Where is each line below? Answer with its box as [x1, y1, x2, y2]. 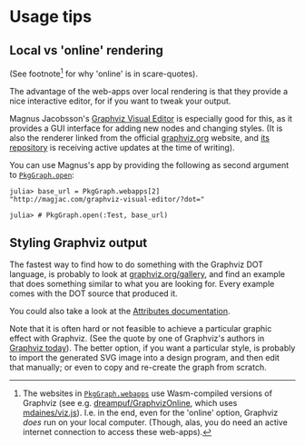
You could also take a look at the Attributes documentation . [9, 306, 231, 317]
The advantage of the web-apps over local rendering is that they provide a [9, 85, 289, 96]
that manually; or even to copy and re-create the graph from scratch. [9, 362, 267, 373]
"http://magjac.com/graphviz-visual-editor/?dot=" [9, 194, 205, 203]
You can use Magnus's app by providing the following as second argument [9, 159, 290, 170]
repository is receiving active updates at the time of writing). [9, 142, 235, 153]
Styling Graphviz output [9, 235, 148, 251]
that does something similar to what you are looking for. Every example [9, 279, 275, 290]
